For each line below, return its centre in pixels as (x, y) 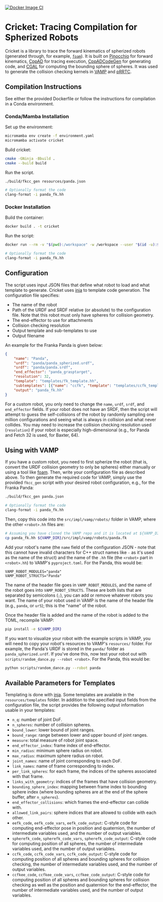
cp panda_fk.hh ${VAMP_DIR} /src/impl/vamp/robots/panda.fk (66, 538)
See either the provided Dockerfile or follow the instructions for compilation (80, 98)
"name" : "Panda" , (31, 358)
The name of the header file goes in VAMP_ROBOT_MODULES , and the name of (78, 585)
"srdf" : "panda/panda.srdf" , (43, 368)
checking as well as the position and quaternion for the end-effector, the (84, 885)
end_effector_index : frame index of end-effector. (61, 745)
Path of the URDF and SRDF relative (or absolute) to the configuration (81, 310)
